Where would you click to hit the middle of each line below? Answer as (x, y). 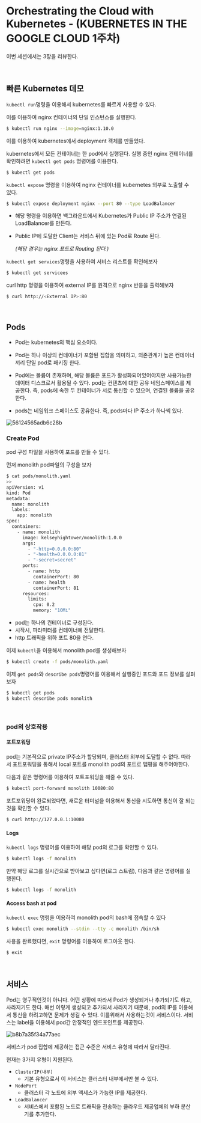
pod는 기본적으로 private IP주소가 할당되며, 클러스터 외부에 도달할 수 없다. (93, 756)
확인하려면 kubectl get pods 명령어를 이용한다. (62, 161)
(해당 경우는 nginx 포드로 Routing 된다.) (62, 249)
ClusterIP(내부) (34, 1072)
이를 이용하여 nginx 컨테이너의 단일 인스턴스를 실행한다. (71, 117)
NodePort (26, 1086)
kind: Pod (19, 493)
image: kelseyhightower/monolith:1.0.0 (72, 537)
